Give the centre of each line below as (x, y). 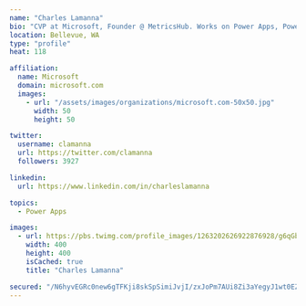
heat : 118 (28, 52)
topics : (24, 203)
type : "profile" (40, 43)
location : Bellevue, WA (55, 35)
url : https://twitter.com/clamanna (85, 153)
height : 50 (54, 120)
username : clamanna (55, 144)
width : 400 (46, 245)
